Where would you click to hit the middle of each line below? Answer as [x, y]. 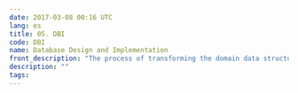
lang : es [25, 26]
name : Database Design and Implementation [89, 50]
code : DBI [27, 42]
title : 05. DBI [37, 34]
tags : [19, 75]
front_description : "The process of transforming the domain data [134, 58]
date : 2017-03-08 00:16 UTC [61, 17]
